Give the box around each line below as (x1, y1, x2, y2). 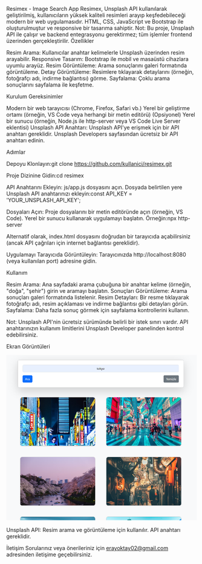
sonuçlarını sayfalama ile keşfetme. (6, 81, 94, 88)
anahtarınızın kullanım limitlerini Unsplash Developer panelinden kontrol (6, 325, 184, 332)
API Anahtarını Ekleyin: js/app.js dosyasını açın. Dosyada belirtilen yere (6, 184, 183, 191)
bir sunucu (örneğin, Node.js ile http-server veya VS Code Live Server (6, 117, 181, 125)
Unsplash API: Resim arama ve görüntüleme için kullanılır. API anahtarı (6, 526, 181, 534)
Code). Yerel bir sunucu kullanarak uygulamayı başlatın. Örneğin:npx (6, 215, 177, 221)
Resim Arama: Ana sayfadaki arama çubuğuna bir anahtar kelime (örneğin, (6, 281, 192, 288)
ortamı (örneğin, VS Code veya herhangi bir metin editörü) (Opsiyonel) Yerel (6, 111, 195, 118)
